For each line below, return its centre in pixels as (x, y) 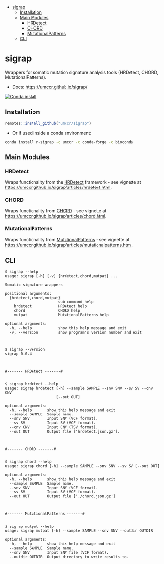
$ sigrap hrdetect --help (32, 384)
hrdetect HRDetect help (50, 306)
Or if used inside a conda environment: (52, 133)
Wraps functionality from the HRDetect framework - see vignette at (73, 182)
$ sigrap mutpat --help (30, 526)
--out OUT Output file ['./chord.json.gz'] (63, 496)
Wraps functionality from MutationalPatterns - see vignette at (67, 239)
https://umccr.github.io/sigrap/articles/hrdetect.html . (59, 188)
